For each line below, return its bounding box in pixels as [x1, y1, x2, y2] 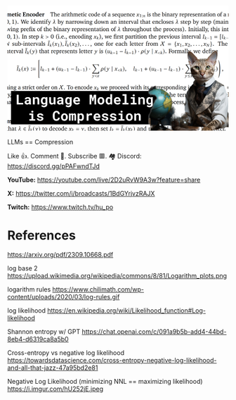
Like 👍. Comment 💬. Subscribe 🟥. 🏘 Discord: [7, 151, 142, 160]
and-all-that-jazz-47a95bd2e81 [7, 363, 98, 372]
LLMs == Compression [7, 137, 74, 146]
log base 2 [7, 264, 38, 273]
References [7, 227, 76, 243]
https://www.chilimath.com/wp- [52, 285, 145, 294]
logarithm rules [7, 285, 51, 294]
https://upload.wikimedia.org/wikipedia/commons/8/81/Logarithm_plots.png [7, 272, 227, 280]
